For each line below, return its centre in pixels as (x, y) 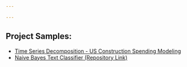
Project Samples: (39, 36)
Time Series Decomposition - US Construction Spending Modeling (98, 51)
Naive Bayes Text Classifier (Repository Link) (71, 57)
